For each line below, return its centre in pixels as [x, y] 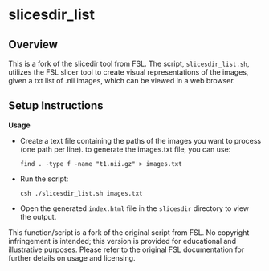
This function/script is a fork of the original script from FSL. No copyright [129, 232]
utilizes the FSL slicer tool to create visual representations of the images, [128, 72]
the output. [38, 216]
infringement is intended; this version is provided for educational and [122, 241]
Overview [33, 44]
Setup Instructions [56, 106]
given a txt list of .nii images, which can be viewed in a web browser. [122, 81]
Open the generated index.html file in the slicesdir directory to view [134, 208]
